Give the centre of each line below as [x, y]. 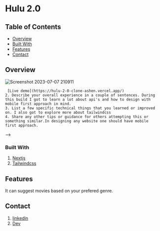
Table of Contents [33, 27]
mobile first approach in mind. [38, 104]
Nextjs [19, 158]
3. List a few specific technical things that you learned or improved [80, 108]
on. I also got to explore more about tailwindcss [58, 112]
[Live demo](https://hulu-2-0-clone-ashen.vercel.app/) [66, 91]
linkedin [20, 218]
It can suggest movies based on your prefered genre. [59, 191]
